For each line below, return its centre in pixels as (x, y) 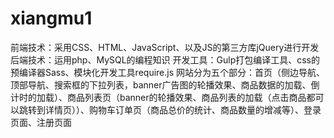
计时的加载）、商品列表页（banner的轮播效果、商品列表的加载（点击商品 (158, 97)
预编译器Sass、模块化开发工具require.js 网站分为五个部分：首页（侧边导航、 (168, 72)
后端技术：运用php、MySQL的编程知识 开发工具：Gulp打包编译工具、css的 (165, 59)
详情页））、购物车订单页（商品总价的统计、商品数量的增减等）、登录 (183, 109)
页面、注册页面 (41, 122)
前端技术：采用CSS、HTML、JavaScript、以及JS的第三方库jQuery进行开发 (165, 47)
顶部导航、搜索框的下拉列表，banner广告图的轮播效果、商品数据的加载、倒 (165, 84)
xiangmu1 (51, 18)
